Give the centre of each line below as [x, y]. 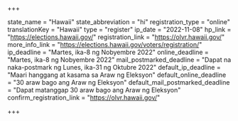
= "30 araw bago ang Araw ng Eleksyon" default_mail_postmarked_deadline [119, 82]
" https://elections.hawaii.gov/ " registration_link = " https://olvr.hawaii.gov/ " [116, 37]
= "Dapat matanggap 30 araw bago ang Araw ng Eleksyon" [94, 90]
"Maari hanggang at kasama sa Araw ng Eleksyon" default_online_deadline [117, 75]
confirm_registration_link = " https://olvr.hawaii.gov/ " [84, 98]
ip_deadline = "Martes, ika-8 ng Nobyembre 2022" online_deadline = [108, 52]
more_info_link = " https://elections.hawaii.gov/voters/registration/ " [105, 44]
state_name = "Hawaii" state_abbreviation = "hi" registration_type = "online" [119, 22]
